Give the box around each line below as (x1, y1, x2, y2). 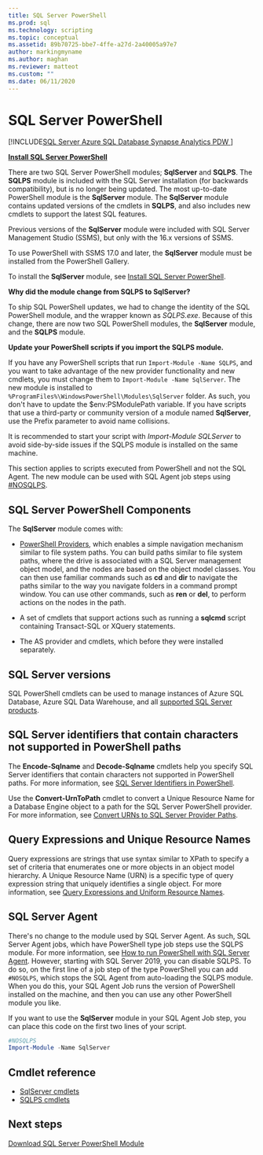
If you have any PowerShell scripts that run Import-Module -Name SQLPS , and (8, 358, 253, 367)
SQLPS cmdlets (19, 1095, 71, 1105)
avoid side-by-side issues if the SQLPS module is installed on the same (8, 440, 238, 449)
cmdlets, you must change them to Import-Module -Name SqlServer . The (8, 375, 241, 384)
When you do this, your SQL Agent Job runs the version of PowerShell (8, 981, 236, 991)
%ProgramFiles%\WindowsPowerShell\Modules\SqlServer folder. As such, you (8, 391, 250, 401)
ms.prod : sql (8, 19, 51, 27)
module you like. (8, 998, 61, 1007)
